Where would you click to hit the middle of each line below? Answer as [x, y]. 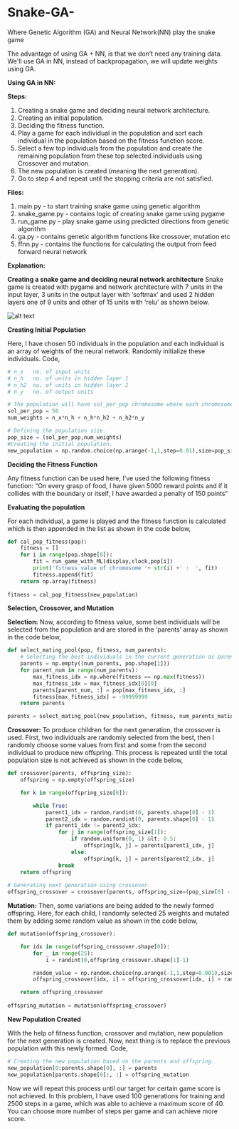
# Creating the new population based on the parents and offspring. [111, 1061]
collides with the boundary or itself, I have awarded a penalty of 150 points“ [118, 493]
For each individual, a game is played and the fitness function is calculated [117, 521]
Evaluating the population [46, 507]
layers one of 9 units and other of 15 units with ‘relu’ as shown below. [108, 302]
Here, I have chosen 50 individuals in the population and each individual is [116, 343]
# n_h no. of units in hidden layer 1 [68, 378]
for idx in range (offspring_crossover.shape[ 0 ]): [95, 946]
